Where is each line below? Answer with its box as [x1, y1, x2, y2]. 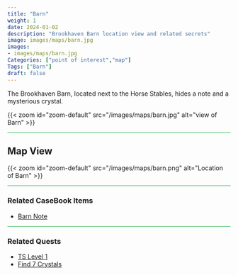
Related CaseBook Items [7, 196, 93, 206]
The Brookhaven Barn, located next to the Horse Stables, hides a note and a [7, 89, 229, 98]
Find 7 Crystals [17, 259, 62, 268]
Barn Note [17, 212, 48, 220]
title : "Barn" [7, 10, 50, 18]
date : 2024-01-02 [7, 23, 59, 30]
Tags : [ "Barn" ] [7, 63, 52, 70]
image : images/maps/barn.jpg [7, 37, 93, 44]
